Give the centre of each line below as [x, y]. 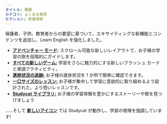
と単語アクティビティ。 [36, 69]
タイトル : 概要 [19, 10]
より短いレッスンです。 [58, 88]
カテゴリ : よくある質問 [26, 14]
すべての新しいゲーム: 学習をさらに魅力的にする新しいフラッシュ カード [86, 63]
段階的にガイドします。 [54, 57]
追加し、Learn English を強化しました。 [63, 40]
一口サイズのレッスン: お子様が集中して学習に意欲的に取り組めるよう [83, 81]
